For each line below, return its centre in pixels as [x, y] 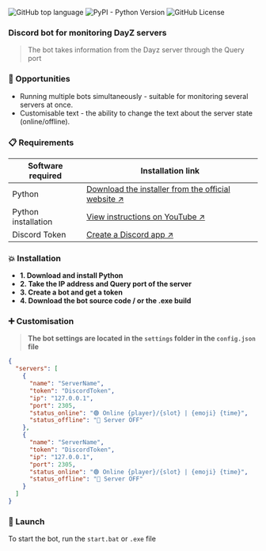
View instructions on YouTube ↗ [146, 216]
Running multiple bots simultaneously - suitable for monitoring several [134, 96]
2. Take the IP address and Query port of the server [106, 284]
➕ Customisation [41, 321]
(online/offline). [45, 121]
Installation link [170, 170]
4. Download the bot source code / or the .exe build [105, 301]
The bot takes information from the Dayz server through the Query [136, 50]
